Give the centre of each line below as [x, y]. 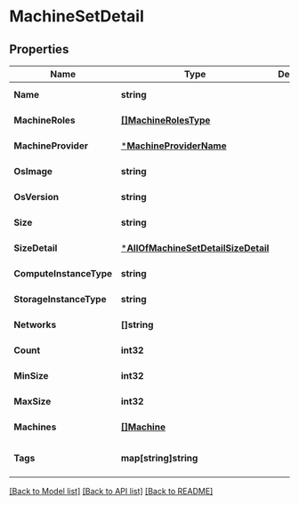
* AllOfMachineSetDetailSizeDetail [195, 248]
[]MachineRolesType [166, 120]
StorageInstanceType [60, 299]
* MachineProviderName [174, 146]
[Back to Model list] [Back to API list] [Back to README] [111, 491]
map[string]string [159, 458]
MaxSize [32, 401]
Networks [35, 325]
